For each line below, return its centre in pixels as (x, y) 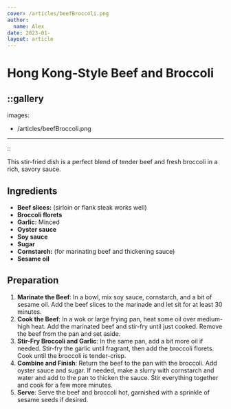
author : (18, 20)
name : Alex (29, 26)
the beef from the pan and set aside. (69, 333)
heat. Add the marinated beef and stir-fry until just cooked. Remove (127, 326)
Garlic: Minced (38, 222)
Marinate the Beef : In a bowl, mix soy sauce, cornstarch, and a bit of (114, 297)
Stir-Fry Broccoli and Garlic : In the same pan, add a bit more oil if (110, 341)
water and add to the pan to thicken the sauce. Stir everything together (118, 377)
